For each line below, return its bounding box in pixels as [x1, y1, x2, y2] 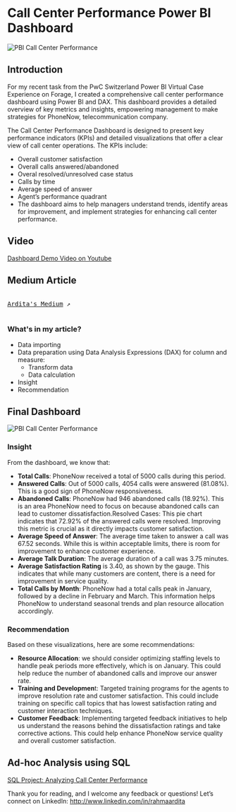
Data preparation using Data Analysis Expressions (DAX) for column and [17, 348, 228, 356]
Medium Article [7, 274, 77, 286]
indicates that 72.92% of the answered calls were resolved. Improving [17, 516, 221, 525]
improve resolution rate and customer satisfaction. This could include [17, 691, 219, 700]
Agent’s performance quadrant [17, 192, 107, 200]
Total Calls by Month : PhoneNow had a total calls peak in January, [17, 584, 212, 593]
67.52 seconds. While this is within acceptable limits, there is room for [17, 539, 221, 547]
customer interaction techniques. [17, 707, 114, 715]
